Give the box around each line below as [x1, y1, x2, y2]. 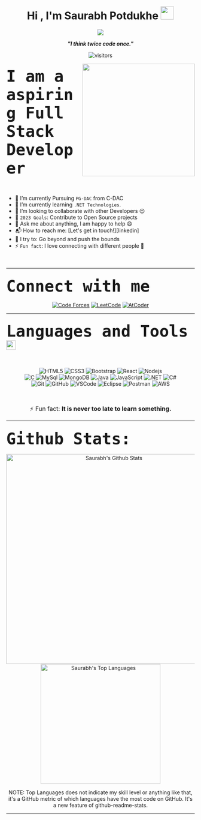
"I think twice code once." [68, 40, 133, 47]
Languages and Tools [6, 322, 188, 341]
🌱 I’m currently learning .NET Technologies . [14, 201, 121, 208]
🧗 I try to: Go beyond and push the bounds [14, 236, 120, 243]
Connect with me [6, 277, 150, 296]
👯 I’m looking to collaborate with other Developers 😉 [14, 208, 145, 215]
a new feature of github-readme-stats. [53, 801, 148, 809]
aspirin [6, 85, 74, 104]
